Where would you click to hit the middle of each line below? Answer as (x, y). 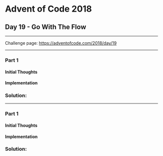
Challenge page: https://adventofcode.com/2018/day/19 (61, 43)
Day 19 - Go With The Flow (46, 27)
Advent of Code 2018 (49, 9)
